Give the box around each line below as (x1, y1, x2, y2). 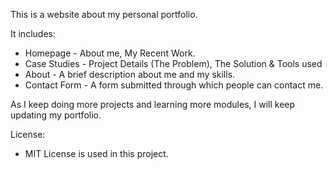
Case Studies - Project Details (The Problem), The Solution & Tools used (24, 58, 323, 69)
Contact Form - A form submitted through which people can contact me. (24, 79, 324, 91)
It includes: (10, 28, 56, 39)
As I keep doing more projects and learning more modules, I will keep (10, 99, 296, 110)
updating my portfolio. (10, 109, 102, 121)
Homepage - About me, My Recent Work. (24, 47, 196, 59)
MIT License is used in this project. (24, 148, 169, 159)
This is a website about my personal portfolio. (10, 9, 198, 20)
